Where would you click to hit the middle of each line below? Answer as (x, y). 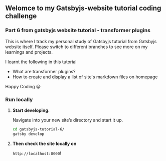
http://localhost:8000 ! (37, 153)
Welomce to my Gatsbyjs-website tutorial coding (83, 8)
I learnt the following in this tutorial (41, 62)
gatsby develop (28, 134)
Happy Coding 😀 (23, 86)
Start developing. (31, 110)
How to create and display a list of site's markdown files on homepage (85, 77)
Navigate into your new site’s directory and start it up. (68, 120)
